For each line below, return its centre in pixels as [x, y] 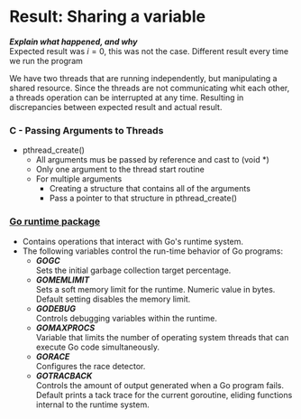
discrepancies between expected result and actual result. [116, 107]
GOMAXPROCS [65, 328]
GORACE [53, 356]
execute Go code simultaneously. [98, 347]
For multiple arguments [79, 179]
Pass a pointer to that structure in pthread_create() [143, 198]
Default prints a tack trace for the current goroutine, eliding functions [164, 395]
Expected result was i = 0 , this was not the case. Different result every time [149, 51]
